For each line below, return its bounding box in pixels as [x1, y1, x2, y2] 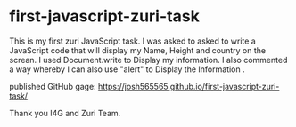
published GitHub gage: [9, 81, 96, 91]
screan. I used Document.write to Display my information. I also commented [9, 54, 288, 65]
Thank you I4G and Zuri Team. [9, 107, 121, 118]
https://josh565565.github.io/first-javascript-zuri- [97, 81, 280, 91]
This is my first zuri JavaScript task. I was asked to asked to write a [9, 36, 256, 46]
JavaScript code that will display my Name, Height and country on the [9, 44, 266, 55]
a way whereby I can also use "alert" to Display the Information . [9, 64, 245, 75]
